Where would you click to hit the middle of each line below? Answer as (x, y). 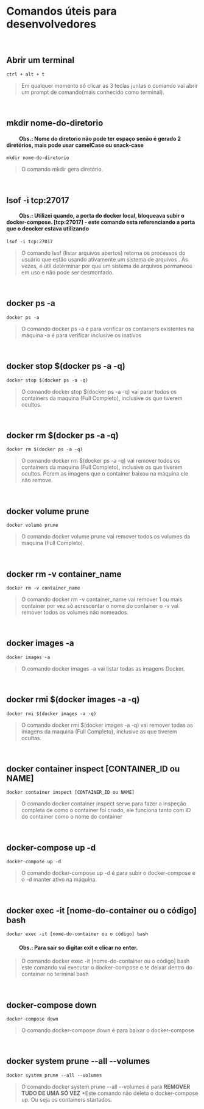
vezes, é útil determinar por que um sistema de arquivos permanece (107, 266)
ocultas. (31, 738)
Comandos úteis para (62, 11)
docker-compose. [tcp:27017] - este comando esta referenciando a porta (101, 222)
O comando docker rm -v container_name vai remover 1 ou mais (102, 599)
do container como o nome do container (72, 817)
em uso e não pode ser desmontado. (67, 272)
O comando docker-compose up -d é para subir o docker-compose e (108, 873)
